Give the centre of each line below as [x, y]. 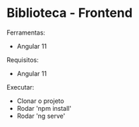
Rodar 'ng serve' [41, 116]
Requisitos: [23, 60]
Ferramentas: [26, 32]
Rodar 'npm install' [44, 108]
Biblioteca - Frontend [70, 13]
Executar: [20, 87]
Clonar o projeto [40, 101]
